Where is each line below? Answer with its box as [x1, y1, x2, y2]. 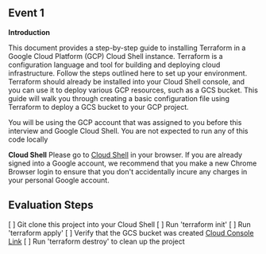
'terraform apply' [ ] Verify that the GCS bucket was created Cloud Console [8, 228, 254, 237]
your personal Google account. [8, 175, 110, 185]
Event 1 [8, 6, 45, 20]
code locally [8, 135, 48, 144]
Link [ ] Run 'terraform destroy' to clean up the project [8, 236, 185, 246]
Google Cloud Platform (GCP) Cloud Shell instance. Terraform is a [8, 51, 224, 61]
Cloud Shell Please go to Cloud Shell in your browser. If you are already [8, 150, 243, 159]
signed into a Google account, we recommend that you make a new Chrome [8, 158, 257, 168]
